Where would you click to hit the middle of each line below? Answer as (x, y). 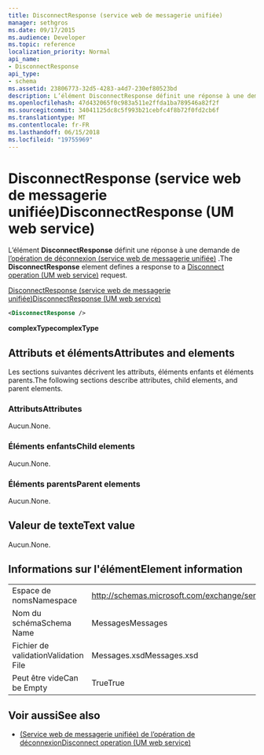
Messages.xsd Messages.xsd (145, 655)
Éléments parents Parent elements (74, 484)
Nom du (27, 613)
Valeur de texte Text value (72, 526)
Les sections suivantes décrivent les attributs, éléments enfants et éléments (131, 372)
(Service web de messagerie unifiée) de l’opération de (107, 735)
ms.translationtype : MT (47, 118)
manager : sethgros (38, 23)
